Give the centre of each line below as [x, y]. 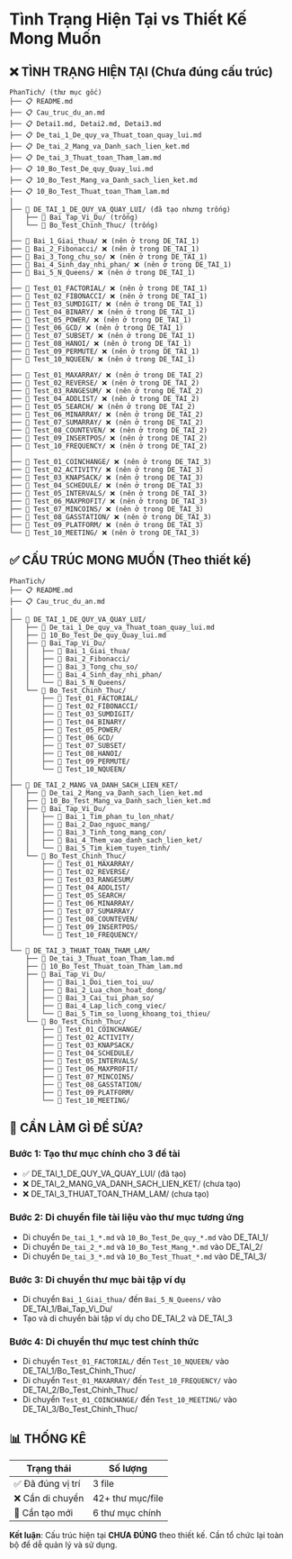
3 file [104, 1484]
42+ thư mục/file [128, 1499]
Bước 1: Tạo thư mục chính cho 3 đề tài [95, 1153]
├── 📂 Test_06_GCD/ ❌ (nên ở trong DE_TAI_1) [97, 328]
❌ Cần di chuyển [49, 1499]
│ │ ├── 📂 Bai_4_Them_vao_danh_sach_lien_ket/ [106, 840]
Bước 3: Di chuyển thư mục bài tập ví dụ [97, 1280]
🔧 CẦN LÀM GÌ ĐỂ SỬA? [76, 1128]
